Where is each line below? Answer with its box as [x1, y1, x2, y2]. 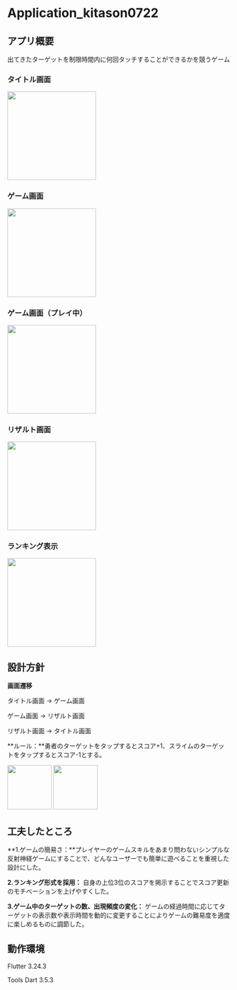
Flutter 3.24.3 [7, 962, 47, 970]
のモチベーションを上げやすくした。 [7, 887, 113, 896]
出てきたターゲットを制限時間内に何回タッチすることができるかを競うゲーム [7, 55, 230, 63]
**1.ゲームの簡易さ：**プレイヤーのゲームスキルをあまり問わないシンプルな [7, 845, 230, 854]
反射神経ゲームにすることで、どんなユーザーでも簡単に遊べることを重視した [7, 855, 230, 863]
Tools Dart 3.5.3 [7, 975, 54, 984]
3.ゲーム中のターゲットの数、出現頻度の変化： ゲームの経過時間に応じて [7, 902, 219, 911]
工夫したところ [7, 825, 73, 838]
